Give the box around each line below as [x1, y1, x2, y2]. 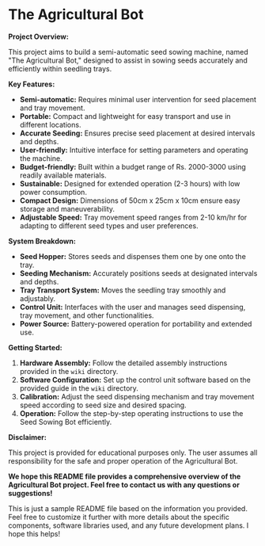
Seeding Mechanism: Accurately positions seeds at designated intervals [19, 268, 258, 278]
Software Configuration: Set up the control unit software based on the [19, 375, 252, 384]
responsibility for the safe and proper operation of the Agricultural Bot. [8, 456, 238, 465]
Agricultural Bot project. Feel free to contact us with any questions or [8, 479, 240, 489]
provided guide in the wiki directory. [19, 383, 138, 393]
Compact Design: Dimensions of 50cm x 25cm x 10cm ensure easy [19, 196, 240, 205]
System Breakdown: [8, 236, 77, 246]
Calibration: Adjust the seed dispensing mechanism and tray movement [19, 391, 255, 401]
